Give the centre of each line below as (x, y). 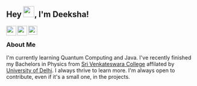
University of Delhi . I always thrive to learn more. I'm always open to (91, 70)
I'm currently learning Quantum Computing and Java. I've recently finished (99, 58)
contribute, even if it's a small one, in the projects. (68, 77)
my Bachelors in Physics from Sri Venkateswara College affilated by (90, 64)
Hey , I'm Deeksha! (48, 15)
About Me (21, 45)
